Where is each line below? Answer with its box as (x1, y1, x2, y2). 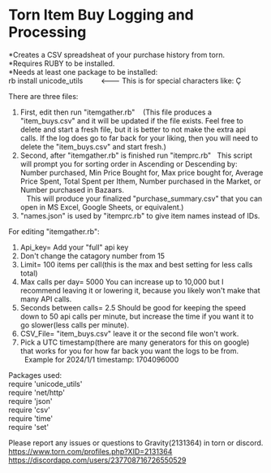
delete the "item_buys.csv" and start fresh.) (19, 141, 166, 151)
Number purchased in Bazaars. (19, 184, 124, 194)
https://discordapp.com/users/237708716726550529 (8, 455, 187, 465)
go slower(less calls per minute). (19, 319, 130, 330)
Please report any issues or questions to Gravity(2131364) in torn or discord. (8, 437, 264, 448)
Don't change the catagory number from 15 (19, 250, 165, 261)
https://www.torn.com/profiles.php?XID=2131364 (8, 446, 173, 456)
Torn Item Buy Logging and (8, 6, 194, 24)
